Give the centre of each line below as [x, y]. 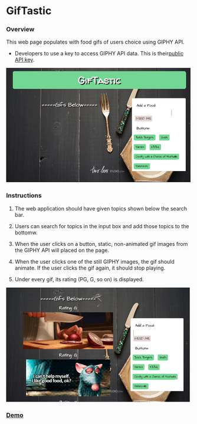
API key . [24, 60]
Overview [20, 29]
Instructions [24, 196]
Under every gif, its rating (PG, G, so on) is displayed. [79, 279]
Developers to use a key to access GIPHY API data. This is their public [99, 54]
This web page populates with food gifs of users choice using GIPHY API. [95, 42]
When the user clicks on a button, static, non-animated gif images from [101, 244]
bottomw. [26, 232]
